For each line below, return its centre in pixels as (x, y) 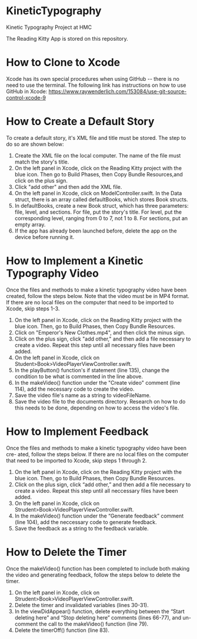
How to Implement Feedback (77, 431)
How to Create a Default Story (80, 122)
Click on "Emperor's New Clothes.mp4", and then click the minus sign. (100, 332)
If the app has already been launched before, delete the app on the (96, 231)
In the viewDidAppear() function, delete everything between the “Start (100, 611)
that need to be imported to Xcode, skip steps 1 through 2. (76, 460)
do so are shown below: (35, 144)
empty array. (30, 224)
